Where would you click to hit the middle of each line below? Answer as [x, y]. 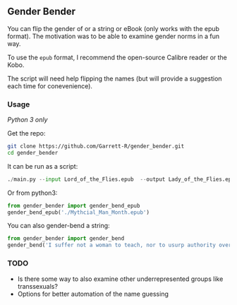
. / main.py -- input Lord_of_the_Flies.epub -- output [86, 179]
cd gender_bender [33, 152]
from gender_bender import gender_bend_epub [74, 205]
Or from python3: [32, 193]
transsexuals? [38, 286]
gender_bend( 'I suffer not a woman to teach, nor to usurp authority [112, 245]
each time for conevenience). [50, 86]
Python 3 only [28, 120]
